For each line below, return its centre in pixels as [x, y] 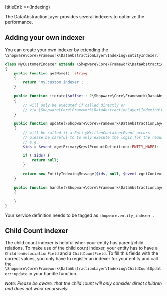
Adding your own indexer [45, 37]
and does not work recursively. [37, 289]
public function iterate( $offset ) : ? [53, 96]
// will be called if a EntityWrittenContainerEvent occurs [86, 133]
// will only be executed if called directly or [74, 105]
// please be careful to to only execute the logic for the [86, 138]
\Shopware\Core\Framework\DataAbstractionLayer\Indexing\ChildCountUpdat [83, 269]
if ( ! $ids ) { [37, 155]
